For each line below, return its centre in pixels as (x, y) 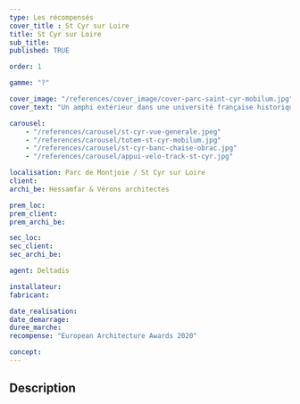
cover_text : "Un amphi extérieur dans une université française (131, 107)
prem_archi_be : (37, 222)
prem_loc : (28, 205)
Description (42, 388)
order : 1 (25, 67)
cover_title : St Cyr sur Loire (69, 26)
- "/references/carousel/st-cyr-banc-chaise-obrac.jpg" (132, 148)
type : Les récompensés (51, 17)
